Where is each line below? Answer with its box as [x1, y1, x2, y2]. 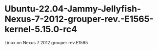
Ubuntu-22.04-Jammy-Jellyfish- [4, 3, 141, 14]
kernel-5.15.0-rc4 [4, 24, 78, 35]
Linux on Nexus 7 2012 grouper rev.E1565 [4, 39, 88, 45]
